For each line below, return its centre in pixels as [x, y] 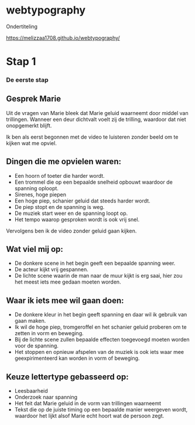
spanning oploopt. [36, 188]
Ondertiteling [22, 26]
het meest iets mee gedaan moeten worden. [68, 282]
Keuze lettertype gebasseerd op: [67, 377]
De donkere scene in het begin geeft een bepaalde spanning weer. [95, 263]
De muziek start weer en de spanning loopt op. [71, 213]
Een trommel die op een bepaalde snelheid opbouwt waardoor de [93, 182]
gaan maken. [30, 321]
